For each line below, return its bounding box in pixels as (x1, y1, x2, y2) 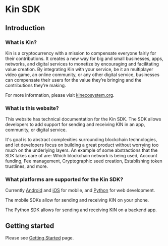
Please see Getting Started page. (5, 235, 74, 241)
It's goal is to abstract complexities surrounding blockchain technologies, (5, 137, 157, 143)
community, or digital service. (5, 127, 67, 133)
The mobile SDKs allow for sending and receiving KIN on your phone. (5, 197, 149, 203)
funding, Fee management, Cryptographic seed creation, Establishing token (5, 158, 162, 164)
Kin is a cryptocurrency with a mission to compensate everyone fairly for (5, 50, 156, 56)
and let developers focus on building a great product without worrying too (5, 142, 159, 148)
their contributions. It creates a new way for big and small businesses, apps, (5, 55, 163, 61)
